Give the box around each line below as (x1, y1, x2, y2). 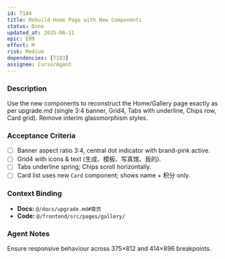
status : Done (7, 23, 44, 29)
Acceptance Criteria (7, 131, 76, 140)
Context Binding (7, 189, 62, 199)
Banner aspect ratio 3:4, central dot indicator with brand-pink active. (16, 147, 211, 155)
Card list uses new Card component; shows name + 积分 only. (16, 171, 191, 180)
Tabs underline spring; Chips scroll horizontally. (16, 162, 152, 171)
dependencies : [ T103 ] (7, 55, 69, 62)
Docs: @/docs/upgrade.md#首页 (16, 204, 101, 212)
